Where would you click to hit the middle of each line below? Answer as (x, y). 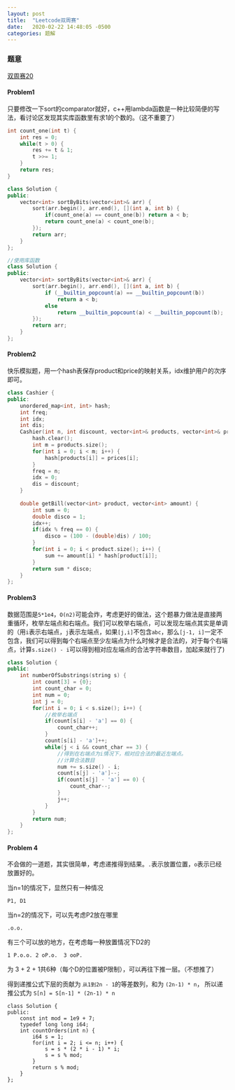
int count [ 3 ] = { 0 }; (62, 682)
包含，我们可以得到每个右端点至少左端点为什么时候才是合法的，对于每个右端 (117, 640)
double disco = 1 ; (59, 517)
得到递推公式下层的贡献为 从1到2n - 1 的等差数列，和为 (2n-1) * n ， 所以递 (115, 984)
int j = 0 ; (48, 702)
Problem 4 (23, 847)
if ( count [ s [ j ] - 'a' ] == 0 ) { (101, 780)
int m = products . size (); (70, 445)
